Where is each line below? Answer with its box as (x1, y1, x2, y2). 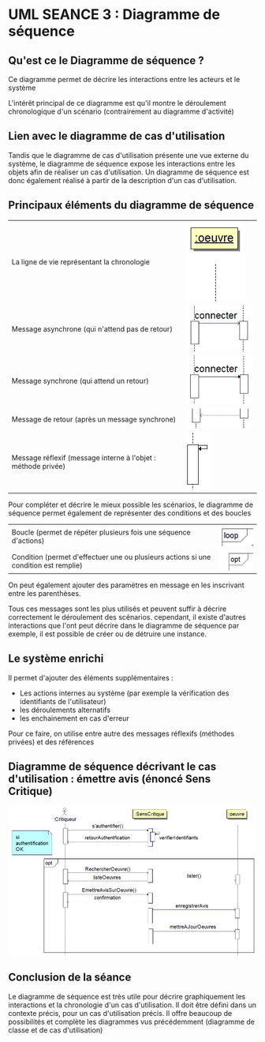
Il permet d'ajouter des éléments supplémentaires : (8, 673, 174, 682)
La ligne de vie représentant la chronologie (11, 257, 150, 267)
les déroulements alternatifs (19, 705, 111, 714)
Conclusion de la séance (8, 971, 132, 984)
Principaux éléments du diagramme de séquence (8, 199, 255, 212)
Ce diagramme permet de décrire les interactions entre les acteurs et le (8, 75, 241, 84)
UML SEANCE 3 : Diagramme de (8, 6, 221, 24)
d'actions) (11, 536, 45, 545)
